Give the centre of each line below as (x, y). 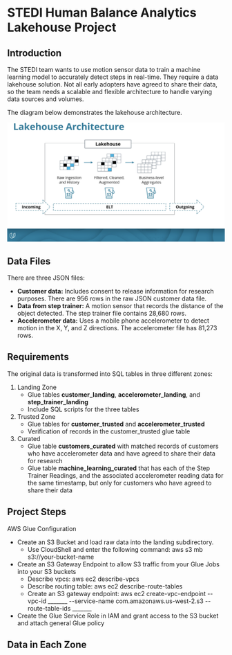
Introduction (35, 53)
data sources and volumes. (46, 99)
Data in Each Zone (47, 644)
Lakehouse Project (62, 27)
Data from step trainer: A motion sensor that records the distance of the (120, 305)
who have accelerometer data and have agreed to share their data (122, 453)
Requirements (38, 357)
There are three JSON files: (46, 278)
